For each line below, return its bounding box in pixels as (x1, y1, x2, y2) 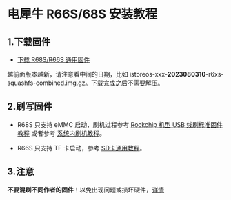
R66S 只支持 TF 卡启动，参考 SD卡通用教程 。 (17, 143, 146, 152)
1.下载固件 (7, 36, 51, 48)
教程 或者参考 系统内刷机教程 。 (17, 129, 106, 137)
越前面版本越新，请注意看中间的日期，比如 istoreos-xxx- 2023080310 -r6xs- (7, 70, 224, 78)
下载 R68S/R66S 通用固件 (17, 56, 90, 63)
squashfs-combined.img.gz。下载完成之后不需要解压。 (7, 79, 164, 87)
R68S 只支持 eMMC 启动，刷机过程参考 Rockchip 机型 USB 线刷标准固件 (17, 120, 223, 128)
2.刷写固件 (7, 101, 53, 112)
